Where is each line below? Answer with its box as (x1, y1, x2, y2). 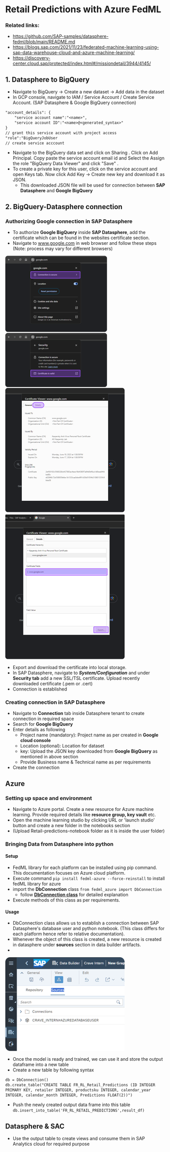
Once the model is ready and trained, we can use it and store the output (12, 1056, 163, 1062)
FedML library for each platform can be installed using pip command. (12, 864, 157, 871)
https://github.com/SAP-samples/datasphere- (12, 33, 109, 39)
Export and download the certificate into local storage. (12, 664, 127, 670)
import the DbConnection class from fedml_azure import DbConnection (12, 886, 162, 892)
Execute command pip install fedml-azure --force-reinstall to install (12, 876, 165, 882)
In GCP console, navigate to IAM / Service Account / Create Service (12, 94, 155, 100)
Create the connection (12, 764, 60, 771)
